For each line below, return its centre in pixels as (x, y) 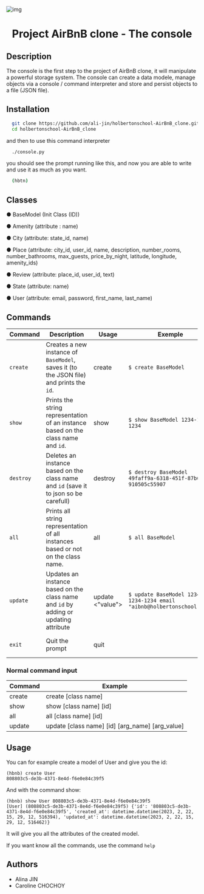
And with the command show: (43, 790)
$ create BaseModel (157, 367)
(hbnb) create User (31, 774)
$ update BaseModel (157, 594)
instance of (62, 352)
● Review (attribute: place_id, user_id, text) (60, 275)
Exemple (170, 334)
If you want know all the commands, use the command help (81, 845)
